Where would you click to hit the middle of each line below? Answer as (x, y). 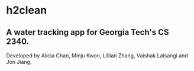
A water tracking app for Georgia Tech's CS (88, 32)
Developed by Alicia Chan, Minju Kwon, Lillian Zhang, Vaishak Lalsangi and (97, 56)
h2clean (27, 10)
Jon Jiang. (19, 62)
